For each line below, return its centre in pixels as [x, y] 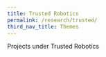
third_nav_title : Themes [43, 26]
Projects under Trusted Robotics [53, 47]
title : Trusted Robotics [43, 14]
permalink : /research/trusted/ [52, 20]
